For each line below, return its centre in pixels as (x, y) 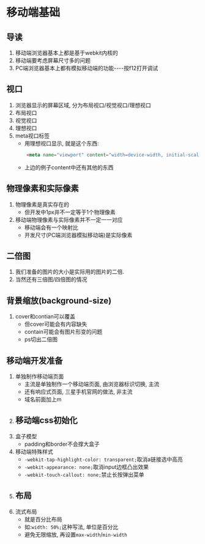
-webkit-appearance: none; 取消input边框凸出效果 (86, 467)
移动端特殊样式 (34, 451)
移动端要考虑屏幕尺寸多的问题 (53, 61)
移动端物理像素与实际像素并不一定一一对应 (69, 219)
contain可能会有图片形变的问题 (63, 332)
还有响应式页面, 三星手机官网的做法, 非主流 (78, 391)
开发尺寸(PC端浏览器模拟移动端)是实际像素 (78, 235)
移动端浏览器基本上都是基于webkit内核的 (66, 53)
